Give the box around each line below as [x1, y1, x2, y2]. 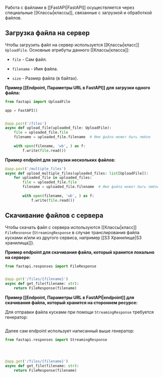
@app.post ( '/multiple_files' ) [5, 166, 66, 171]
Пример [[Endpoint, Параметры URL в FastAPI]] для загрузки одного [5, 85, 150, 90]
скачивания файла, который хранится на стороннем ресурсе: [5, 300, 138, 306]
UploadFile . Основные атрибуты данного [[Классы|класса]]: [5, 47, 130, 53]
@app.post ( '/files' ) [5, 121, 47, 126]
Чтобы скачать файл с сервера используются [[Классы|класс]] [5, 224, 137, 230]
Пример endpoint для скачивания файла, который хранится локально [5, 249, 155, 255]
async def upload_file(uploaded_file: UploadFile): [5, 125, 112, 131]
